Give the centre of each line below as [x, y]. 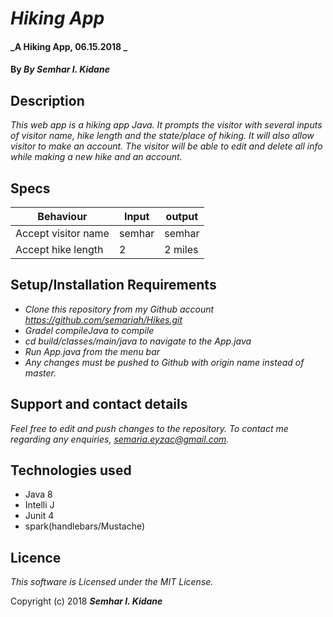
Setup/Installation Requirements [113, 285]
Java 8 [38, 494]
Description [47, 100]
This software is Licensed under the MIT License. [112, 582]
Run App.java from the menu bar [92, 351]
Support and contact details [99, 404]
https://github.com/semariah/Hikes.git [103, 319]
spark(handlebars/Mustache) [85, 526]
